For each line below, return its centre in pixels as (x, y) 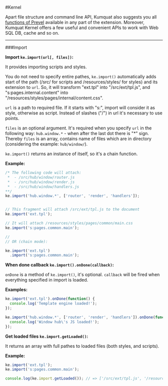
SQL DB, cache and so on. (32, 33)
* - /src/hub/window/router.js (41, 177)
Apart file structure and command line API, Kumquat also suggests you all (81, 17)
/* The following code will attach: (43, 173)
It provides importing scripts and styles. (46, 67)
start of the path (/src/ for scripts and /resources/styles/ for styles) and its (81, 82)
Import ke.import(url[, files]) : (39, 57)
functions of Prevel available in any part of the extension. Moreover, (75, 22)
